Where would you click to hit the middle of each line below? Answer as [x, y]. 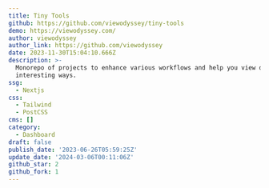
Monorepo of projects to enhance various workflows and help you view [136, 68]
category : [25, 127]
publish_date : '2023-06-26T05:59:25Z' [73, 150]
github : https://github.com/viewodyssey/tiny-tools [96, 23]
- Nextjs [30, 90]
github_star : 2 [34, 165]
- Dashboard [36, 134]
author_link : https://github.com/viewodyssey [85, 46]
